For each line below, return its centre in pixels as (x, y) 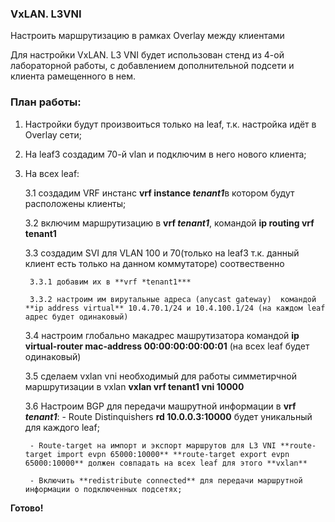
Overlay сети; (53, 134)
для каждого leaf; (62, 427)
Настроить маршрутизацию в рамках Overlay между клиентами (147, 36)
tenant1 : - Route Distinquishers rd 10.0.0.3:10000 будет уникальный (168, 416)
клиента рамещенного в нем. (73, 76)
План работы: (46, 102)
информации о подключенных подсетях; (103, 489)
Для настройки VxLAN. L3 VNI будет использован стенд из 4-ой (147, 55)
